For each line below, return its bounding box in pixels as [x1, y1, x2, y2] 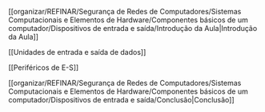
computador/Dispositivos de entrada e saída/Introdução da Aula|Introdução [8, 24, 258, 33]
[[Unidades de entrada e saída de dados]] [8, 48, 147, 56]
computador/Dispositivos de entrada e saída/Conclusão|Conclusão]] [8, 95, 235, 104]
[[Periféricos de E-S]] [8, 63, 79, 72]
